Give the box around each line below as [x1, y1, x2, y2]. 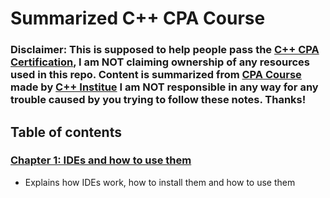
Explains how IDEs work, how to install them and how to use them [24, 176, 296, 188]
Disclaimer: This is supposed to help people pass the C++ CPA [10, 43, 320, 57]
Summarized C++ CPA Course [10, 7, 266, 30]
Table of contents [10, 123, 122, 141]
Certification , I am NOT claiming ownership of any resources [10, 55, 310, 69]
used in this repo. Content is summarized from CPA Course [10, 68, 302, 82]
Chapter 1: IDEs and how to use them [10, 153, 192, 167]
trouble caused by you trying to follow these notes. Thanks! [10, 93, 307, 107]
